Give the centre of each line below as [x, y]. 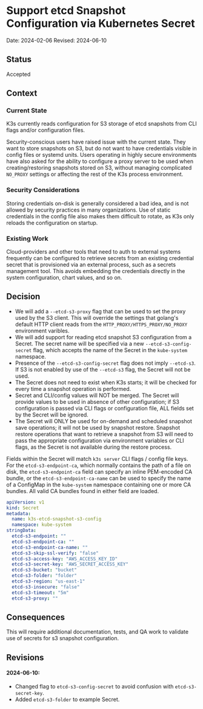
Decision [23, 296]
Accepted [18, 74]
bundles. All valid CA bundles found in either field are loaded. [83, 491]
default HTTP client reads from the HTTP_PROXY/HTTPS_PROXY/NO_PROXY [101, 324]
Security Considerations [43, 190]
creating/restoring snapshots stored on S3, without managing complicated [99, 168]
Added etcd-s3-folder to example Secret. [67, 699]
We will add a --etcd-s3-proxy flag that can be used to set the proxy [100, 311]
